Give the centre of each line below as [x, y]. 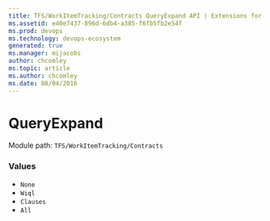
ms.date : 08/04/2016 [43, 83]
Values [22, 166]
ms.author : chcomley [43, 76]
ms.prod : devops [36, 31]
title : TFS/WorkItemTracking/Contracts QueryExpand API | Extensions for [135, 16]
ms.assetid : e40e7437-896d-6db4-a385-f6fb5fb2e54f [95, 23]
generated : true [36, 46]
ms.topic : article [39, 69]
